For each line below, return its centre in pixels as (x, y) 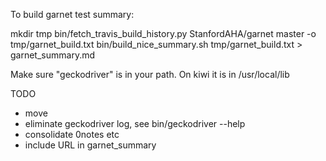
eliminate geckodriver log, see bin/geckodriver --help (135, 123)
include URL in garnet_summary (90, 145)
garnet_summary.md (53, 55)
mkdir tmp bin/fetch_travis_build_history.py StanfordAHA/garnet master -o (163, 33)
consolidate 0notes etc (72, 134)
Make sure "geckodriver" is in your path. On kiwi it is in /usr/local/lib (150, 74)
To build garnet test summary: (72, 14)
